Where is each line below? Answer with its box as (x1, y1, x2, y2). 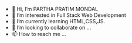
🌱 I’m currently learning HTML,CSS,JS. (11, 18, 106, 24)
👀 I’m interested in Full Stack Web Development (11, 12, 126, 19)
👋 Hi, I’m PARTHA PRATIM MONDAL (11, 6, 99, 12)
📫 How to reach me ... (11, 31, 66, 37)
